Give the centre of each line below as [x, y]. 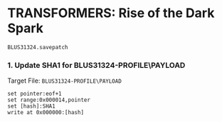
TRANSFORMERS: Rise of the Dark [111, 13]
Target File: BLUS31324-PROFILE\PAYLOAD [65, 81]
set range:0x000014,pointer [49, 100]
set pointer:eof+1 [35, 94]
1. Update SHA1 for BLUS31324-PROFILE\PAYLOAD [96, 65]
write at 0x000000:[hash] [46, 113]
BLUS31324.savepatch [38, 47]
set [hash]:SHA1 [31, 106]
